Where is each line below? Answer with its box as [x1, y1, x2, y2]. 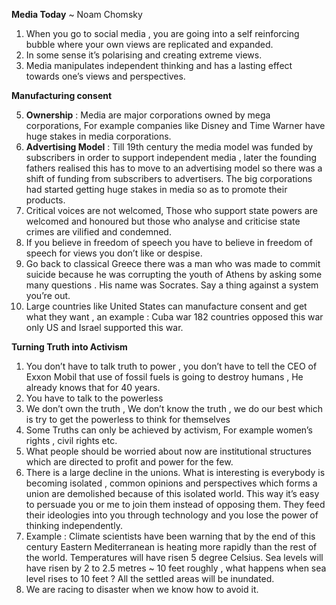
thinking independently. [25, 520, 123, 531]
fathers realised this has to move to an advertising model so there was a [25, 162, 323, 174]
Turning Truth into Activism [11, 341, 128, 353]
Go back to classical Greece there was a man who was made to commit [25, 258, 321, 269]
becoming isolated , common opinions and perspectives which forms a [25, 477, 318, 489]
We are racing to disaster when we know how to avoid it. [25, 584, 259, 595]
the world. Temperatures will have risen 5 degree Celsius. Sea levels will [25, 552, 324, 563]
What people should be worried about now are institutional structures [25, 445, 313, 457]
